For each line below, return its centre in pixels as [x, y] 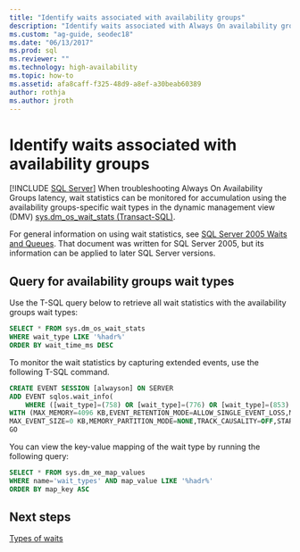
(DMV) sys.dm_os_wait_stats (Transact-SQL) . [92, 217]
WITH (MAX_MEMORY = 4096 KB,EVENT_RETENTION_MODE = [101, 413]
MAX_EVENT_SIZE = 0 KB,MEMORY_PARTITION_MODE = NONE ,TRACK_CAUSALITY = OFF [142, 422]
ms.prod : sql [33, 51]
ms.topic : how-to [42, 76]
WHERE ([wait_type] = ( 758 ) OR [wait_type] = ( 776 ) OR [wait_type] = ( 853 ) [158, 405]
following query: [39, 456]
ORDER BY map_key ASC [50, 489]
